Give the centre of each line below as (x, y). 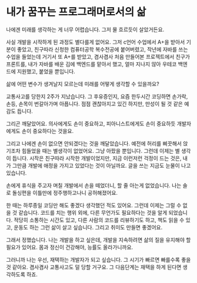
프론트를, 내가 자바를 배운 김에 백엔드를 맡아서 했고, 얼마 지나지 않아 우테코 (91, 64)
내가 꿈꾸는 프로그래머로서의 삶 (76, 12)
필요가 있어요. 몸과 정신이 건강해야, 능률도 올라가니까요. (70, 247)
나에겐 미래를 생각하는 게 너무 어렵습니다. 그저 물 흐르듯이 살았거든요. (85, 29)
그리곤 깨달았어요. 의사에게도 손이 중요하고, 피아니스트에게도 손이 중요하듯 (91, 124)
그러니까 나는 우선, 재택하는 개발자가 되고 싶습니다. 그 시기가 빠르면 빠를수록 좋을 (98, 259)
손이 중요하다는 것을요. (48, 131)
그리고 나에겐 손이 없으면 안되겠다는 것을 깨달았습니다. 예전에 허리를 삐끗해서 (94, 143)
